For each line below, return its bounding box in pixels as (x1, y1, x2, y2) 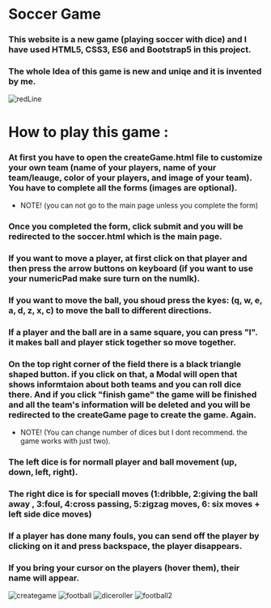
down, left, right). (8, 466, 78, 477)
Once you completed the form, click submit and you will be (8, 221, 244, 232)
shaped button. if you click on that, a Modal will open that (8, 368, 238, 379)
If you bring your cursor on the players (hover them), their (8, 562, 240, 573)
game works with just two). (19, 435, 111, 446)
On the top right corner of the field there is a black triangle (8, 358, 241, 370)
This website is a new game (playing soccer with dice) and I (8, 34, 247, 45)
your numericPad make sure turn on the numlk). (8, 272, 201, 284)
